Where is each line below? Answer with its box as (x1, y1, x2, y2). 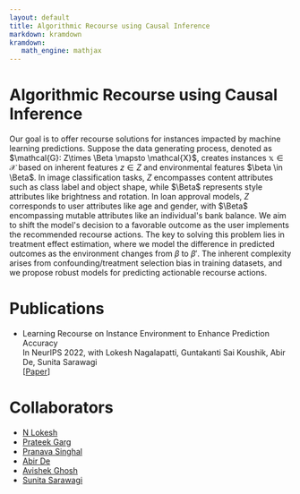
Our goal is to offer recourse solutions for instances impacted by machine (9, 133, 281, 144)
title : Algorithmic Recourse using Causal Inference (9, 21, 210, 30)
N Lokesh (21, 427, 58, 438)
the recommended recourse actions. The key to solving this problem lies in (9, 229, 285, 240)
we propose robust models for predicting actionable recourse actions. (9, 268, 267, 278)
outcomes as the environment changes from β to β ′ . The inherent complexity (9, 248, 292, 260)
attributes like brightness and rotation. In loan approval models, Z (9, 192, 250, 202)
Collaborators (9, 397, 114, 418)
